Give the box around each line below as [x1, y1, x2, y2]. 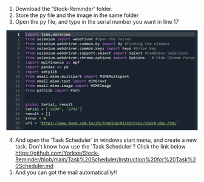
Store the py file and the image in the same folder [15, 12, 139, 19]
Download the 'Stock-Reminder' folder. [15, 5, 113, 12]
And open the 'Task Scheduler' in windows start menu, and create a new [15, 136, 197, 144]
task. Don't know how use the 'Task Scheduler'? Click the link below [15, 143, 186, 150]
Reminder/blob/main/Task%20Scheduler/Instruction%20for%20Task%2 [15, 156, 196, 163]
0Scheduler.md [15, 163, 53, 170]
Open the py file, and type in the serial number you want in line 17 [15, 18, 179, 25]
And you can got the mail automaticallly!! [15, 169, 117, 176]
